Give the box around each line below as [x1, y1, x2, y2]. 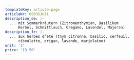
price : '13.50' [5, 47, 36, 52]
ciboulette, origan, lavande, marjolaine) [18, 39, 106, 44]
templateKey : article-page [5, 7, 60, 12]
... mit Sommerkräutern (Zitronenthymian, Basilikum [9, 20, 119, 26]
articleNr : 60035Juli [5, 12, 49, 16]
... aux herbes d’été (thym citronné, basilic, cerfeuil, [9, 34, 130, 39]
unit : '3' [5, 43, 25, 48]
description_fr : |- [5, 30, 45, 34]
